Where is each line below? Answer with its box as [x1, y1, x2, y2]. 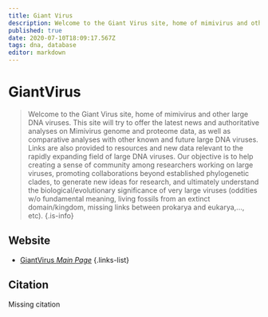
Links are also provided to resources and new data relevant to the [27, 143, 243, 152]
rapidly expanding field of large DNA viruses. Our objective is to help [27, 151, 254, 161]
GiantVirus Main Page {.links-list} [19, 255, 130, 264]
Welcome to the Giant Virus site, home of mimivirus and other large [27, 109, 249, 119]
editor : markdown [8, 49, 66, 57]
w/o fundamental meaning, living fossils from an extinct [27, 194, 211, 203]
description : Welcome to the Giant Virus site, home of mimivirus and [8, 19, 248, 27]
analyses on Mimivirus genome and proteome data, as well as [27, 126, 231, 135]
